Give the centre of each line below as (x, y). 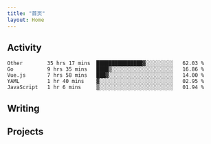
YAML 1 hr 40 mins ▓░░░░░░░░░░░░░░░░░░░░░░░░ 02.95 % (106, 82)
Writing (23, 108)
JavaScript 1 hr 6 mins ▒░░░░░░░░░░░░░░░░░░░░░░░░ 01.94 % (106, 87)
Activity (25, 48)
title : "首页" (26, 13)
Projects (25, 132)
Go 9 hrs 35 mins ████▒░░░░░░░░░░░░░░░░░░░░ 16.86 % (106, 69)
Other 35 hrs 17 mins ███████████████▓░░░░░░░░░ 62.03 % (106, 63)
